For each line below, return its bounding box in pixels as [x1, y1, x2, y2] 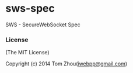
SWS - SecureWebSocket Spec [5, 21, 80, 28]
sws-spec [5, 2, 55, 15]
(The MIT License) [5, 49, 50, 56]
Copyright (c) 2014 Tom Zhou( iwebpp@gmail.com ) [5, 60, 128, 67]
